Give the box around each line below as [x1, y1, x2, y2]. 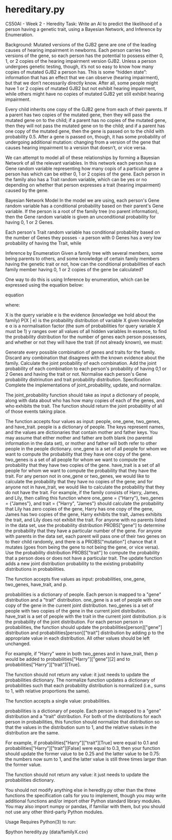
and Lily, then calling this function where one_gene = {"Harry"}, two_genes [5, 495, 164, 501]
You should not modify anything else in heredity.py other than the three [5, 786, 156, 793]
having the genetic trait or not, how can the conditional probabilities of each [5, 261, 166, 267]
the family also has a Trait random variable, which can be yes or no [5, 176, 147, 182]
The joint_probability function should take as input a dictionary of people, [5, 392, 160, 398]
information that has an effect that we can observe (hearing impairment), [5, 74, 160, 80]
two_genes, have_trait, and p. [5, 581, 68, 587]
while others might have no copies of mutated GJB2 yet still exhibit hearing [5, 91, 164, 97]
